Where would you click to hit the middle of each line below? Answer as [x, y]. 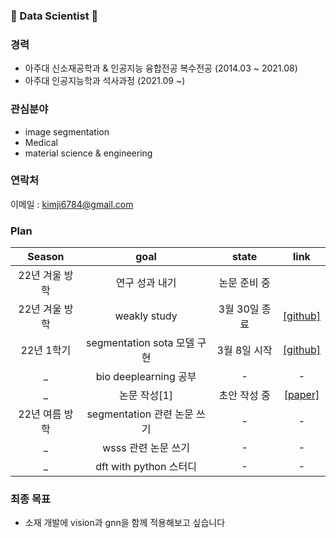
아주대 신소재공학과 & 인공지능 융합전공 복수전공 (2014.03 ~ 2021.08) [161, 68]
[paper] [301, 395]
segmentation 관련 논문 [140, 414]
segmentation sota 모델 [140, 343]
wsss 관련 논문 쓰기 [146, 448]
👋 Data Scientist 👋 [54, 16]
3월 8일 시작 [244, 351]
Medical [41, 142]
